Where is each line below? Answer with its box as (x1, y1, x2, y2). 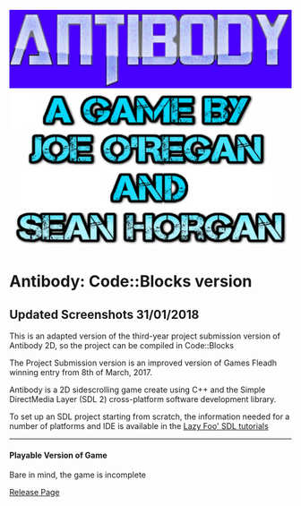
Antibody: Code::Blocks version (9, 271, 253, 292)
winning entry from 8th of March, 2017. (9, 367, 152, 378)
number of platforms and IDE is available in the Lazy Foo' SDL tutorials (9, 421, 269, 432)
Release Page (9, 487, 60, 498)
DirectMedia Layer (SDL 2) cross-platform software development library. (9, 394, 277, 405)
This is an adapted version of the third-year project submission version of (9, 330, 280, 341)
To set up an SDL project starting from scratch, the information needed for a (9, 411, 290, 422)
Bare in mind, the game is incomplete (9, 469, 146, 480)
